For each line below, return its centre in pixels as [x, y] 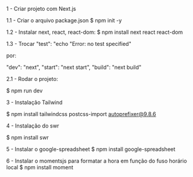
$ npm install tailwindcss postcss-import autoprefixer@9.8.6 [81, 114]
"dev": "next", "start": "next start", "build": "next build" [74, 67]
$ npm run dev [25, 91]
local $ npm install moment [40, 167]
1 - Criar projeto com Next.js [41, 9]
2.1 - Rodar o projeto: [32, 79]
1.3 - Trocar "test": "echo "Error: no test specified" [69, 44]
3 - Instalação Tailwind [34, 102]
